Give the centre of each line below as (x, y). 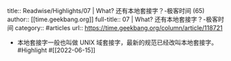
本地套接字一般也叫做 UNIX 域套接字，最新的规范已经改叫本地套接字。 (117, 42)
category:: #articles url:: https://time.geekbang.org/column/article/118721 (119, 28)
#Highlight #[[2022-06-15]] (56, 50)
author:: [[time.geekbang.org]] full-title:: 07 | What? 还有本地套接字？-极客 (113, 19)
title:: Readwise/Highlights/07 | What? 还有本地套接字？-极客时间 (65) (106, 11)
